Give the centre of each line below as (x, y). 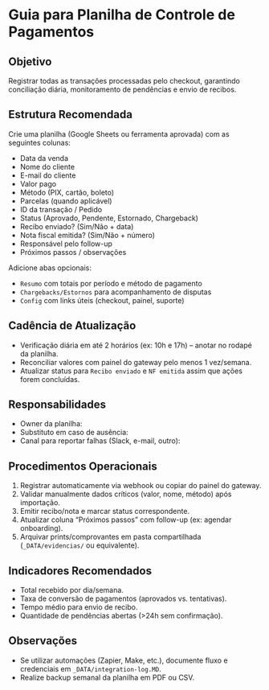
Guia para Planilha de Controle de (122, 15)
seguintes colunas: (39, 142)
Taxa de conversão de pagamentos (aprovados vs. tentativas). (123, 599)
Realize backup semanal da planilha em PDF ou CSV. (107, 677)
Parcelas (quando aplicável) (66, 201)
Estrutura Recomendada (70, 115)
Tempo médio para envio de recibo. (79, 607)
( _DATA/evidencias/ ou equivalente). (79, 545)
